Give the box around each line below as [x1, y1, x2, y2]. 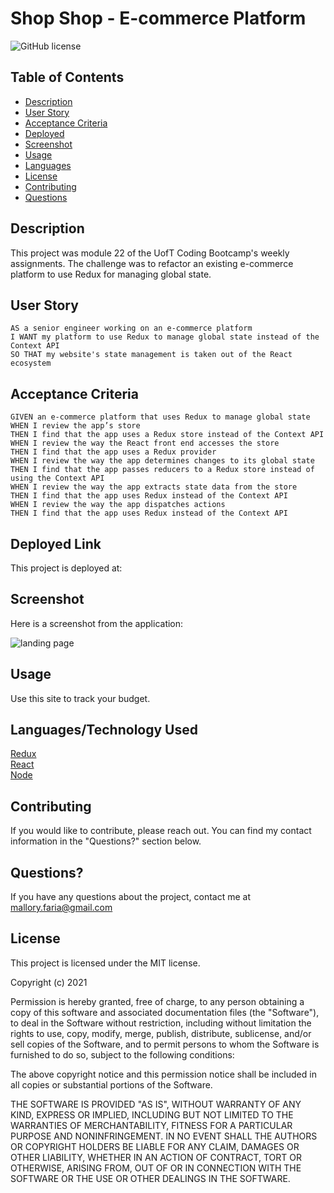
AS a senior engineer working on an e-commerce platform [10, 323, 253, 334]
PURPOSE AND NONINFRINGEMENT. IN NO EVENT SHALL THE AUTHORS [10, 1130, 318, 1142]
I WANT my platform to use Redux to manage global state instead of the [10, 332, 320, 342]
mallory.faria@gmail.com [10, 902, 113, 914]
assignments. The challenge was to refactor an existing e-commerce [10, 257, 294, 269]
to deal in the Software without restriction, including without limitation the [10, 1017, 312, 1029]
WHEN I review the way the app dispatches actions [10, 500, 226, 510]
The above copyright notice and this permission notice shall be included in [10, 1068, 317, 1080]
